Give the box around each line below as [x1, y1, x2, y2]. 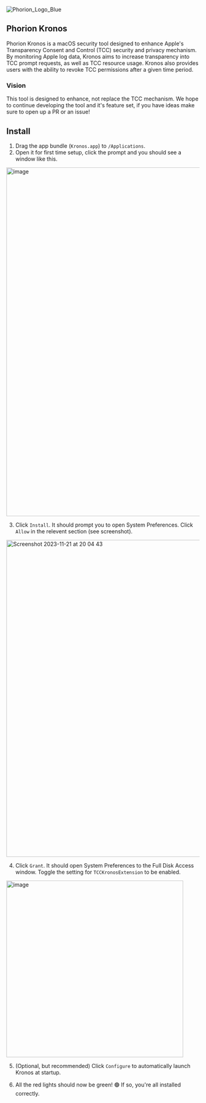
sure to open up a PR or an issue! [6, 108, 90, 116]
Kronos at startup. [15, 1069, 61, 1076]
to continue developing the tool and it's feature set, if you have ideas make [6, 102, 195, 109]
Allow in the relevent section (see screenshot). [15, 527, 133, 535]
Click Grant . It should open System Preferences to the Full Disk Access [15, 861, 194, 869]
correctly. [15, 1090, 40, 1097]
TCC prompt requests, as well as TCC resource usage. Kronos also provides [6, 59, 199, 67]
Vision [6, 81, 26, 90]
